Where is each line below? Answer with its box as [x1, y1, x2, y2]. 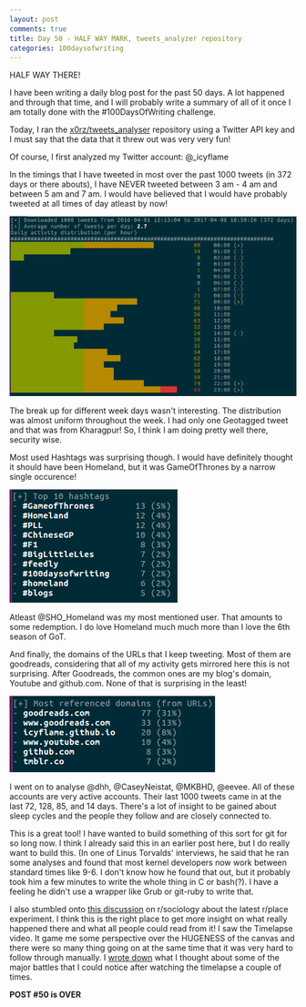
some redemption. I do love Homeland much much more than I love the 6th [9, 621, 291, 632]
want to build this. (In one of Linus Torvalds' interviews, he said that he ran [9, 847, 290, 858]
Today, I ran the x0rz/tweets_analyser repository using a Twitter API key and [9, 124, 296, 136]
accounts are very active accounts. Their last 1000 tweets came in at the [9, 790, 282, 801]
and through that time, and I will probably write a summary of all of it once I [9, 97, 291, 108]
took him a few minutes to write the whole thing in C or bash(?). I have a [9, 876, 280, 887]
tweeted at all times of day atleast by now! [9, 198, 168, 209]
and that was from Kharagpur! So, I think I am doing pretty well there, [9, 424, 269, 435]
